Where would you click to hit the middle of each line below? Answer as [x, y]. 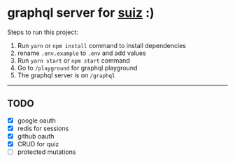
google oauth [36, 121]
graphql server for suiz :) [81, 13]
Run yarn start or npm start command [74, 60]
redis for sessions [43, 128]
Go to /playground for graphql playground [77, 68]
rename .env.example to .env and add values [82, 53]
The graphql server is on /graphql [66, 75]
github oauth [36, 136]
